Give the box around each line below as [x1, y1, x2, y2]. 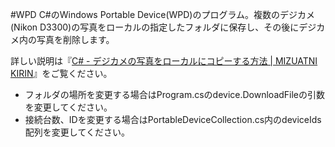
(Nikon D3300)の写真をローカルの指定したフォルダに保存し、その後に [10, 21, 300, 33]
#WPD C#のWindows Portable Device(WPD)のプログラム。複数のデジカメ [10, 9, 316, 20]
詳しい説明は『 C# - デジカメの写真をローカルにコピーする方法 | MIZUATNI [10, 55, 318, 67]
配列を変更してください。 [24, 126, 130, 138]
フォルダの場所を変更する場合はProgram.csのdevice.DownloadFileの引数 [24, 89, 326, 100]
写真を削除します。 [36, 34, 115, 45]
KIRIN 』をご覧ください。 [10, 68, 113, 79]
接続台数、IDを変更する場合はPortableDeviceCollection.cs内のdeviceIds [24, 114, 322, 125]
